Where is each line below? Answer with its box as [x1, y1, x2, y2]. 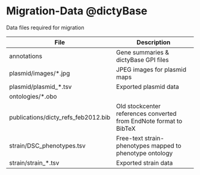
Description [136, 38, 171, 46]
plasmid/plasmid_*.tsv [9, 82, 72, 91]
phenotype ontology [115, 149, 173, 157]
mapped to [151, 142, 182, 150]
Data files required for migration [6, 24, 85, 31]
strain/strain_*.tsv [9, 158, 60, 167]
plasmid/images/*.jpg [9, 69, 70, 77]
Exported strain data [115, 158, 173, 167]
